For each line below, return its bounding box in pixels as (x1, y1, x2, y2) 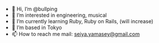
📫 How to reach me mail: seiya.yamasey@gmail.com (11, 31, 140, 37)
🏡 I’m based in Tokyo (11, 24, 63, 31)
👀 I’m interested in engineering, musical (11, 12, 107, 19)
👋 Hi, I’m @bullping (11, 6, 57, 12)
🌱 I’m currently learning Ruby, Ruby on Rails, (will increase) (11, 18, 154, 24)
